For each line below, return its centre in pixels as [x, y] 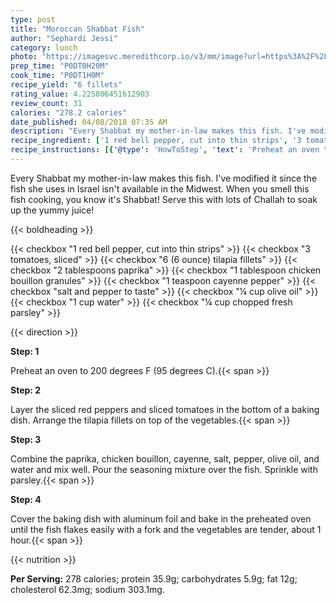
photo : [24, 57]
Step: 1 [25, 351]
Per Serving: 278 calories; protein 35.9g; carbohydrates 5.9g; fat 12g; [154, 578]
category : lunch [44, 47]
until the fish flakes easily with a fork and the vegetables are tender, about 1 [166, 529]
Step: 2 [26, 390]
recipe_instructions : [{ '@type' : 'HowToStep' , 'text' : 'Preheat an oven [165, 150]
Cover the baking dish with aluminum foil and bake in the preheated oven [161, 518]
